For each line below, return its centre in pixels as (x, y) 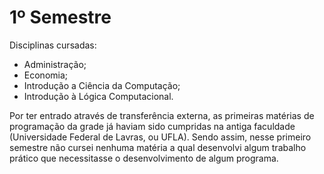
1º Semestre (60, 17)
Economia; (46, 75)
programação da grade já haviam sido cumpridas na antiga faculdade (152, 126)
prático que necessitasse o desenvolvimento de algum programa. (144, 158)
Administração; (55, 64)
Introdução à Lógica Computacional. (98, 96)
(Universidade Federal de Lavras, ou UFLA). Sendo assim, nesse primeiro (160, 137)
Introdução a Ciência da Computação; (102, 85)
